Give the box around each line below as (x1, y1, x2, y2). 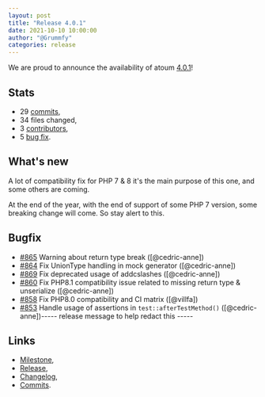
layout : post (8, 11, 51, 20)
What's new (8, 155, 69, 169)
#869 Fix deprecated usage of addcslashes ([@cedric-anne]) (19, 269, 221, 278)
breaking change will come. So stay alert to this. (8, 208, 165, 218)
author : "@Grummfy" (8, 33, 73, 42)
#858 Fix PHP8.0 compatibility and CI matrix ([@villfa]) (19, 294, 199, 303)
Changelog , (19, 372, 58, 381)
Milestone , (19, 355, 55, 365)
